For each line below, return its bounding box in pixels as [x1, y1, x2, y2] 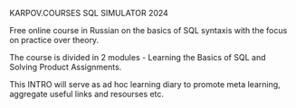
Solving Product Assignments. [9, 62, 122, 72]
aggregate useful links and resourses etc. [9, 89, 165, 99]
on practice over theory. [9, 35, 100, 45]
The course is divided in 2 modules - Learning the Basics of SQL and [9, 52, 266, 62]
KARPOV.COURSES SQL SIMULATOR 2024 [9, 8, 169, 18]
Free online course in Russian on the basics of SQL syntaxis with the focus [9, 25, 288, 35]
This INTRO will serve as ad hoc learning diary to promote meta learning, [9, 79, 281, 89]
